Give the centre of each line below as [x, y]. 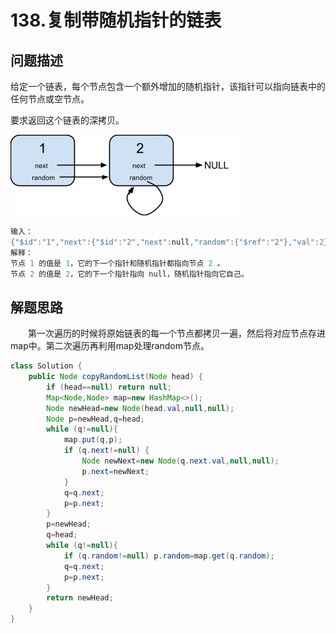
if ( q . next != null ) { [106, 451]
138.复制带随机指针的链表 [116, 20]
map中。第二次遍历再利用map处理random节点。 [110, 346]
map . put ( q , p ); [93, 440]
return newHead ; [80, 598]
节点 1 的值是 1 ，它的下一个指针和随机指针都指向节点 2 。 [117, 263]
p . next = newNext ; [115, 471]
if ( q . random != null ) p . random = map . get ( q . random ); [169, 556]
